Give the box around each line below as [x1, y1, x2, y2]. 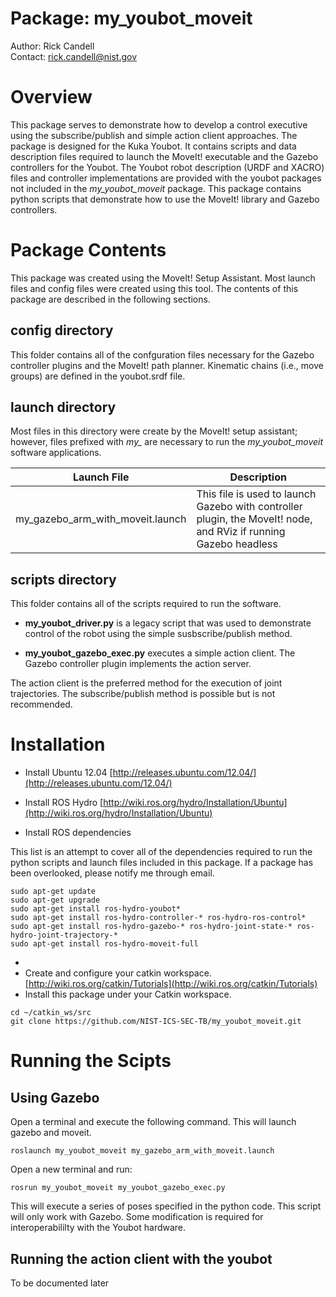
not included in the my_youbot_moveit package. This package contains [10, 182, 302, 194]
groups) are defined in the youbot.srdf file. [10, 370, 186, 382]
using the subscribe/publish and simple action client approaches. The [10, 129, 298, 141]
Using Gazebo [10, 1089, 100, 1106]
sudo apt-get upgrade [10, 895, 101, 906]
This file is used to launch [196, 487, 317, 501]
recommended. [10, 698, 73, 711]
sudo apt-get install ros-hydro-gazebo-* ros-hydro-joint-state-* [10, 922, 293, 932]
